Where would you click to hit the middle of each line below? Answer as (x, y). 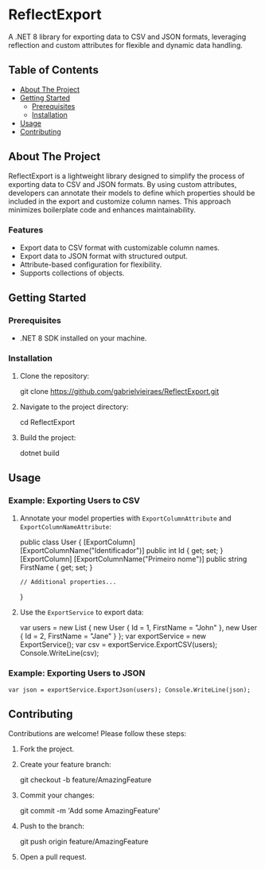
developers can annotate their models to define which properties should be (132, 193)
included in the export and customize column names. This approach (120, 201)
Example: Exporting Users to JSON (77, 673)
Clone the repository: (55, 376)
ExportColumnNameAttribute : (65, 526)
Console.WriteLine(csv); (59, 653)
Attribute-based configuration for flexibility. (91, 264)
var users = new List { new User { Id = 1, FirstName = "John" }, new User (138, 627)
